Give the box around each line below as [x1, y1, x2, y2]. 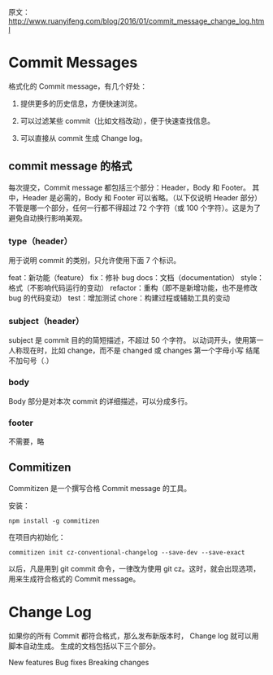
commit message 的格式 [8, 160, 132, 173]
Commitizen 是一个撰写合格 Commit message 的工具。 [8, 483, 192, 493]
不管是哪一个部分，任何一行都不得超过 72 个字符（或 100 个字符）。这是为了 [8, 203, 262, 213]
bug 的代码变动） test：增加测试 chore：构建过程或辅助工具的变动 [8, 293, 230, 303]
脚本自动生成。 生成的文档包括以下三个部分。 [8, 641, 160, 651]
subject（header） [8, 315, 84, 327]
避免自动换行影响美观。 [8, 213, 87, 222]
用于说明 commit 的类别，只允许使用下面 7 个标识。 [8, 256, 181, 265]
